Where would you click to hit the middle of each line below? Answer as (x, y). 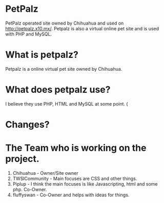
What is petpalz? (42, 55)
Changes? (27, 125)
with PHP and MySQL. (29, 34)
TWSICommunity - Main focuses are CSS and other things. (75, 178)
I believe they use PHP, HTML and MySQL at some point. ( (67, 104)
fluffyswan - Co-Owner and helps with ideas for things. (71, 195)
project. (22, 159)
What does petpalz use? (58, 90)
